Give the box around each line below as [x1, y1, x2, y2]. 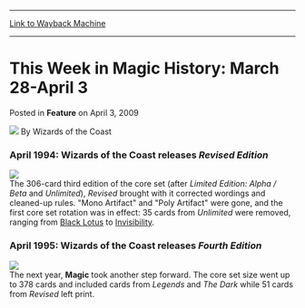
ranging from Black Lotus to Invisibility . [9, 217, 155, 227]
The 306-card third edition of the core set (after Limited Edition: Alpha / [9, 178, 277, 189]
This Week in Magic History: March [9, 58, 280, 79]
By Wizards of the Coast [20, 126, 112, 137]
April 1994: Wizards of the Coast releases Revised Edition [9, 149, 270, 161]
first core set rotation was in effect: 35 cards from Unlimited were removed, [9, 207, 291, 218]
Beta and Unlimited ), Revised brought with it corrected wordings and [9, 188, 266, 199]
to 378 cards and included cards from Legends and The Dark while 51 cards [9, 278, 293, 290]
